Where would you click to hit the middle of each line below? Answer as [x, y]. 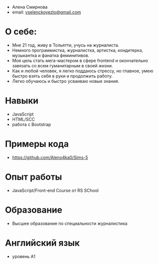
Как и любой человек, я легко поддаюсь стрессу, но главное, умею [83, 71]
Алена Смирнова [30, 7]
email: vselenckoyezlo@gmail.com [47, 12]
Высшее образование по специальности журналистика [70, 223]
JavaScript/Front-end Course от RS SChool [55, 190]
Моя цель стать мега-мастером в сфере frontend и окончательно [80, 61]
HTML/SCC [24, 119]
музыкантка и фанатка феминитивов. [51, 55]
